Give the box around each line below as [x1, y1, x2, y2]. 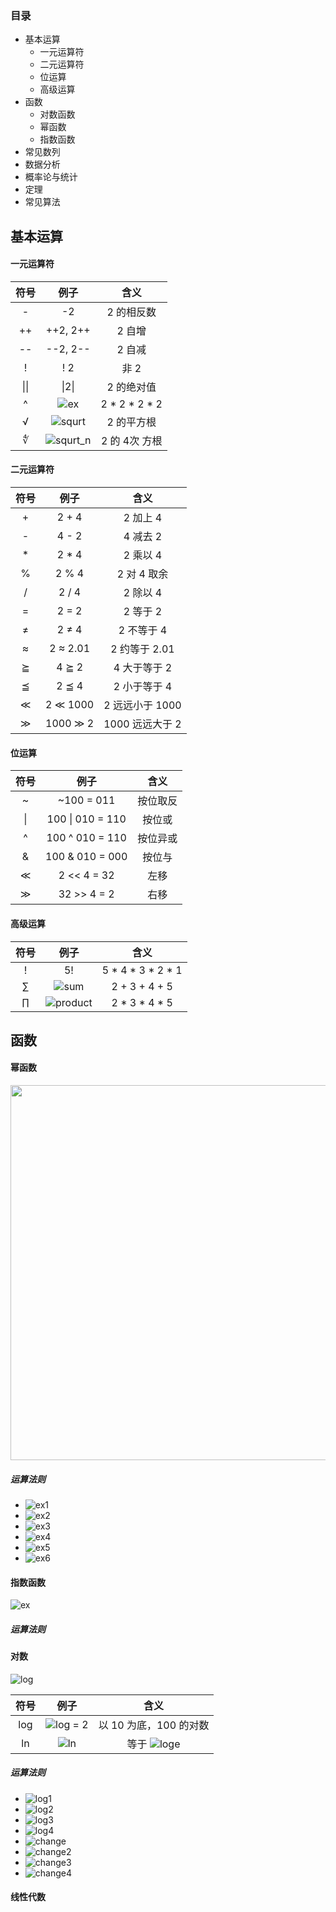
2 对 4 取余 [116, 567, 169, 581]
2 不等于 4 [118, 623, 168, 637]
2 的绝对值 [106, 380, 157, 394]
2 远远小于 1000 [103, 698, 182, 712]
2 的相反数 [106, 305, 157, 319]
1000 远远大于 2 [103, 717, 182, 731]
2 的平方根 [106, 415, 157, 429]
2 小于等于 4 [113, 680, 173, 694]
